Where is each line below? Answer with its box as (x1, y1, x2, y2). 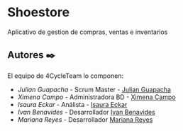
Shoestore (7, 4, 70, 21)
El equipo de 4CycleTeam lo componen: (7, 72, 124, 80)
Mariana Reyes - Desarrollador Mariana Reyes (17, 115, 153, 124)
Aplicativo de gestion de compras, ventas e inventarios (7, 28, 168, 36)
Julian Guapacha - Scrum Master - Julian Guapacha (17, 85, 172, 93)
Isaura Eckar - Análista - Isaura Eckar (17, 100, 128, 108)
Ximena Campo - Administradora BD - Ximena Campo (17, 93, 176, 101)
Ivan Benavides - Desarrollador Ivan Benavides (17, 108, 156, 116)
